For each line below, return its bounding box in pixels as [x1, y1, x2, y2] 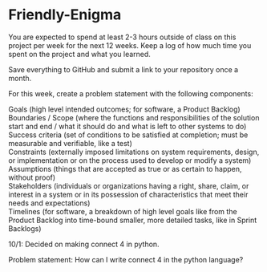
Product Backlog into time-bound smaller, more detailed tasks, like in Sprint [8, 215, 257, 225]
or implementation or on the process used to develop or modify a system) [8, 155, 252, 165]
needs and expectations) [8, 198, 91, 208]
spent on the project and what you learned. [8, 49, 151, 59]
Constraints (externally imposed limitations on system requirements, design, [8, 147, 260, 156]
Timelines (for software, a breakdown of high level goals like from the [8, 206, 238, 216]
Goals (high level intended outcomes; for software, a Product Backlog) [8, 104, 241, 114]
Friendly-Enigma [8, 6, 122, 24]
